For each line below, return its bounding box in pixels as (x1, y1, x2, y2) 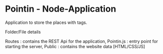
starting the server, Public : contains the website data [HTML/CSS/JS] (5, 43, 145, 49)
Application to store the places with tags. (5, 19, 87, 25)
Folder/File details (5, 29, 41, 35)
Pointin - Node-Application (5, 3, 116, 15)
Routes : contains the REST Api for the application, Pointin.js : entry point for (5, 38, 158, 44)
